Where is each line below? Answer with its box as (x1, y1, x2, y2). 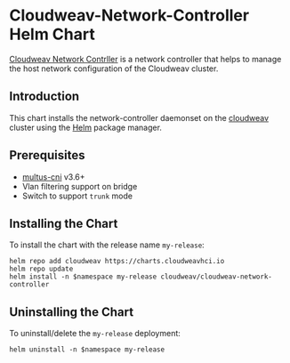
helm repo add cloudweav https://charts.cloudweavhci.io (9, 257, 225, 266)
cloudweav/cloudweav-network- (160, 272, 273, 281)
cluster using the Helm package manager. (9, 122, 163, 133)
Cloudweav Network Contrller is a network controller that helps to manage (9, 53, 282, 64)
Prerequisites (9, 148, 85, 163)
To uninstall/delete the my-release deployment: (9, 328, 181, 339)
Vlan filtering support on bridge (21, 181, 138, 191)
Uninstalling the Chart (9, 304, 134, 319)
